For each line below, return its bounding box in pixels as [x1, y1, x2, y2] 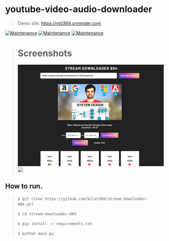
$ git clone [17, 196, 43, 201]
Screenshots [17, 48, 72, 59]
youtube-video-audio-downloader [5, 4, 152, 15]
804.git [17, 202, 34, 207]
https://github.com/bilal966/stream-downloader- [44, 196, 149, 201]
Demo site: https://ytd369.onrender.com [17, 20, 102, 26]
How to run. [5, 182, 43, 191]
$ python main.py [17, 231, 54, 236]
